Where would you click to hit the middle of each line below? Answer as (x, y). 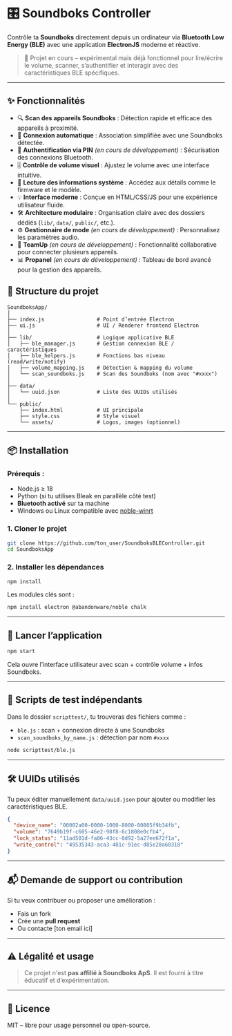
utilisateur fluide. (41, 205)
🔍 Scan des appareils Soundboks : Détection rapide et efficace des (115, 117)
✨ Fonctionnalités (46, 101)
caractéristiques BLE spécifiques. (71, 73)
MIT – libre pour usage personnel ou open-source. (79, 1025)
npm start (21, 651)
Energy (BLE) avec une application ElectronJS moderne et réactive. (104, 44)
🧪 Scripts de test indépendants (75, 700)
